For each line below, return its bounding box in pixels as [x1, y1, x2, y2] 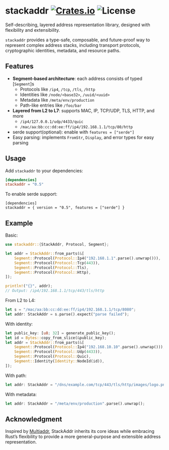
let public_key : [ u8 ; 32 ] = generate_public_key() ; [5, 330, 116, 336]
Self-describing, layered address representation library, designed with [5, 22, 150, 28]
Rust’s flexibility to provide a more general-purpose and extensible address [5, 433, 161, 440]
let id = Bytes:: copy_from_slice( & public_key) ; [5, 335, 107, 340]
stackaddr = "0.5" [5, 182, 44, 187]
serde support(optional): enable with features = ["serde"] [12, 129, 135, 135]
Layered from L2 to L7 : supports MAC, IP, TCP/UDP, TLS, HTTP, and [12, 107, 155, 113]
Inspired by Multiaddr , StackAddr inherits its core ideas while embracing [5, 428, 155, 434]
